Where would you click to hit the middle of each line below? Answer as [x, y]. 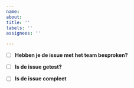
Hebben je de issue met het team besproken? [71, 55]
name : [13, 11]
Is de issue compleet [40, 79]
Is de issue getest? [38, 67]
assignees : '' [24, 33]
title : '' [18, 22]
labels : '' [19, 28]
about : [14, 17]
